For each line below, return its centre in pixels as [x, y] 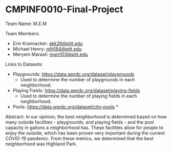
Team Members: [23, 33]
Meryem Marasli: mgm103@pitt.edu [50, 54]
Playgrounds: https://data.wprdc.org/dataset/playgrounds [73, 74]
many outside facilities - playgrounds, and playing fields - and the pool [80, 122]
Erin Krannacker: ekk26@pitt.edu [48, 43]
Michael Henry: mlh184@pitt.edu [47, 49]
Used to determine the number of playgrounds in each [78, 79]
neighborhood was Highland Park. [41, 144]
